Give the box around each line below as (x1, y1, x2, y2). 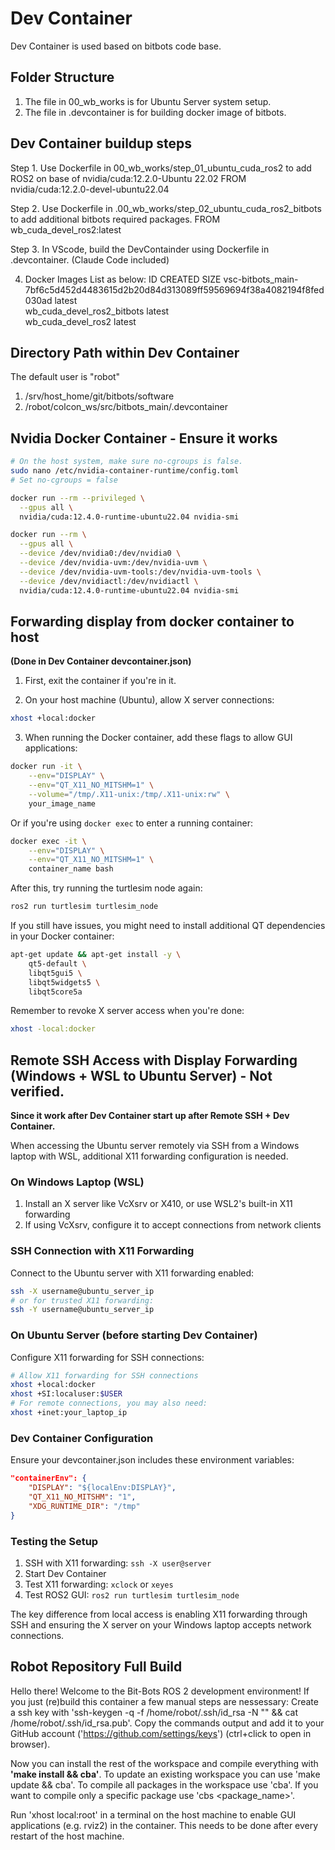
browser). (10, 1738, 51, 1750)
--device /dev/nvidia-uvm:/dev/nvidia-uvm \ (19, 558, 208, 568)
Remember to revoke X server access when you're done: (10, 1005, 245, 1017)
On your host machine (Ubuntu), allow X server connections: (24, 694, 275, 706)
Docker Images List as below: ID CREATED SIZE (24, 273, 222, 285)
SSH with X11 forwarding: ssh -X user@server (24, 1557, 212, 1569)
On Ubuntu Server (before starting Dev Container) (10, 1328, 258, 1342)
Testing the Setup (10, 1534, 99, 1548)
